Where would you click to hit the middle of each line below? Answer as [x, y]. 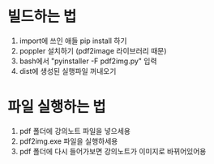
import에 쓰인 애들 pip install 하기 [73, 41]
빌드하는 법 [42, 17]
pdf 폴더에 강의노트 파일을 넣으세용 [75, 131]
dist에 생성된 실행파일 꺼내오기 [68, 71]
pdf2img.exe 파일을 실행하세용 [68, 141]
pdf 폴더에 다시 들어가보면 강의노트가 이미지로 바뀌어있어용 [113, 151]
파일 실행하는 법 [57, 107]
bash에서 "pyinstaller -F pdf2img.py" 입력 [88, 61]
